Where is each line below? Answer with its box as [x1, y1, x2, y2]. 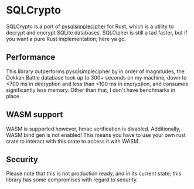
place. [6, 92, 22, 99]
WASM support [6, 109, 63, 120]
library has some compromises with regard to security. [6, 176, 138, 183]
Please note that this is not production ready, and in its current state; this [6, 170, 182, 177]
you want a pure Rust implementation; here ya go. [6, 35, 127, 42]
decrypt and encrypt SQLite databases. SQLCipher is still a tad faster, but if [6, 29, 188, 36]
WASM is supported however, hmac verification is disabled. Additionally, [6, 125, 181, 132]
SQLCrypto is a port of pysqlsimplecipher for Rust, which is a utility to [6, 23, 174, 30]
